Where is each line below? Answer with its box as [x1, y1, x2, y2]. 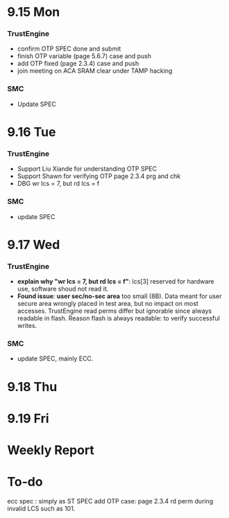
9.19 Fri [7, 411, 50, 426]
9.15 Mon [7, 4, 60, 20]
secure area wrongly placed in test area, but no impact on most [17, 300, 199, 308]
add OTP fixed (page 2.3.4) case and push [17, 60, 139, 68]
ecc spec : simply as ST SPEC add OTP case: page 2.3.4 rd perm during [7, 497, 214, 505]
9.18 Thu [7, 379, 58, 395]
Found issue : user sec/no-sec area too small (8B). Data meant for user [17, 292, 222, 300]
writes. [17, 322, 37, 330]
